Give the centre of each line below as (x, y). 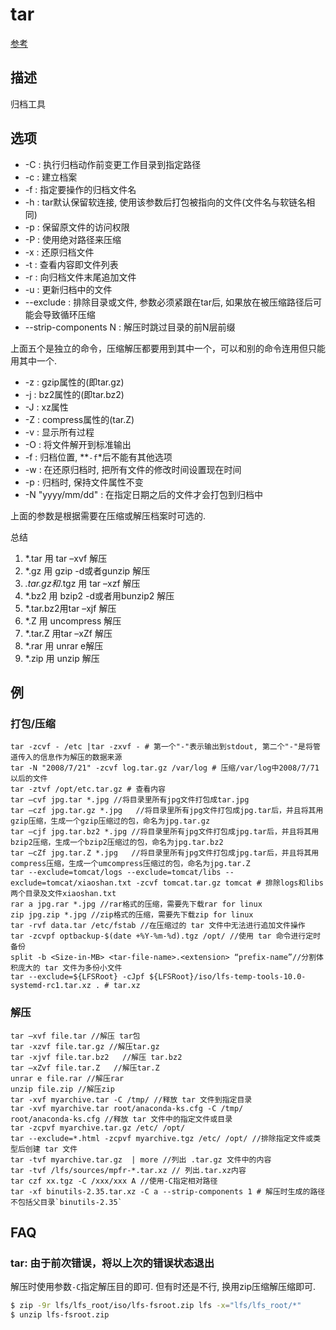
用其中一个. (34, 360)
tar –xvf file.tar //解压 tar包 (75, 1036)
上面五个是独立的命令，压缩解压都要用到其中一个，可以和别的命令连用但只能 (168, 348)
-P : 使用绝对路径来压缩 (73, 239)
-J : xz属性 (46, 407)
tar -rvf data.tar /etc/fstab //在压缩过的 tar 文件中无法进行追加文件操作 (158, 926)
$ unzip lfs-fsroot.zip (60, 1315)
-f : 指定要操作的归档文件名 (80, 189)
